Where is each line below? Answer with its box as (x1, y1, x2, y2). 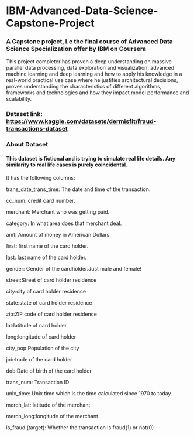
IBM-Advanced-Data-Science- (6, 4, 158, 18)
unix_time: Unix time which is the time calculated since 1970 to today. (6, 390, 172, 397)
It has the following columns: (6, 174, 75, 181)
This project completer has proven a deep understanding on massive (6, 58, 172, 65)
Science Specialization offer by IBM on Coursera (6, 45, 147, 53)
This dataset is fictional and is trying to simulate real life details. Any (6, 155, 176, 162)
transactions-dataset (6, 125, 68, 133)
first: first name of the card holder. (6, 242, 89, 250)
